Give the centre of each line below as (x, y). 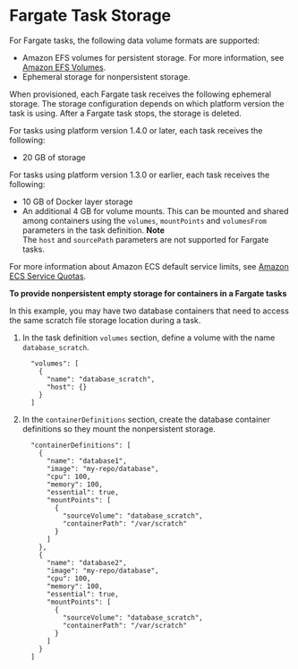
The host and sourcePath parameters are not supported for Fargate (145, 239)
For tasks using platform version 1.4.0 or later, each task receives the (136, 130)
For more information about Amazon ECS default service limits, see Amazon (149, 266)
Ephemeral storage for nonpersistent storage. (106, 76)
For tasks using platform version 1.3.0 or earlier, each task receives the (140, 175)
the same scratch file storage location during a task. (105, 320)
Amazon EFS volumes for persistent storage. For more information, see (153, 57)
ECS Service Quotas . (48, 276)
